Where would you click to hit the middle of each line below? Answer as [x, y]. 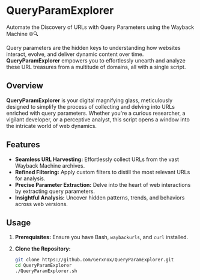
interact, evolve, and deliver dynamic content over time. [75, 54]
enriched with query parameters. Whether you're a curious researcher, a [96, 113]
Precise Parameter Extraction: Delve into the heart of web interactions [103, 184]
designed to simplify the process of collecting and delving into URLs [91, 106]
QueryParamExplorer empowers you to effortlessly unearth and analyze [96, 60]
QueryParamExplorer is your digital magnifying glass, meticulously [89, 100]
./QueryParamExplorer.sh [46, 271]
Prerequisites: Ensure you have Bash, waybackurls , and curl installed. [102, 237]
